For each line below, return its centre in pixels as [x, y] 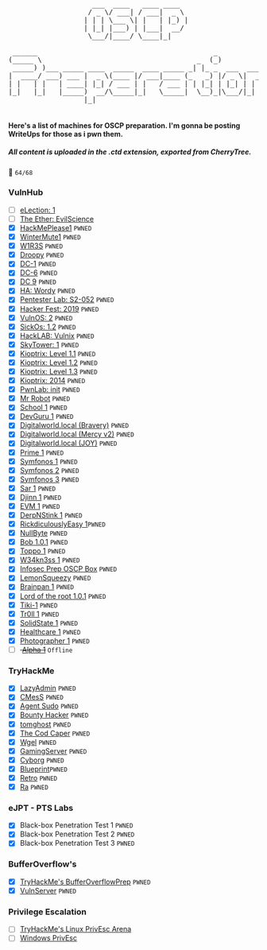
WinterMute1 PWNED [50, 237]
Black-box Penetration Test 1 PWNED [76, 825]
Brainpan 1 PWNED [46, 587]
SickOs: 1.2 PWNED [48, 327]
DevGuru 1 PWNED [46, 417]
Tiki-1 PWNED [39, 605]
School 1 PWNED [43, 407]
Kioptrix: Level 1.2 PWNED [58, 363]
